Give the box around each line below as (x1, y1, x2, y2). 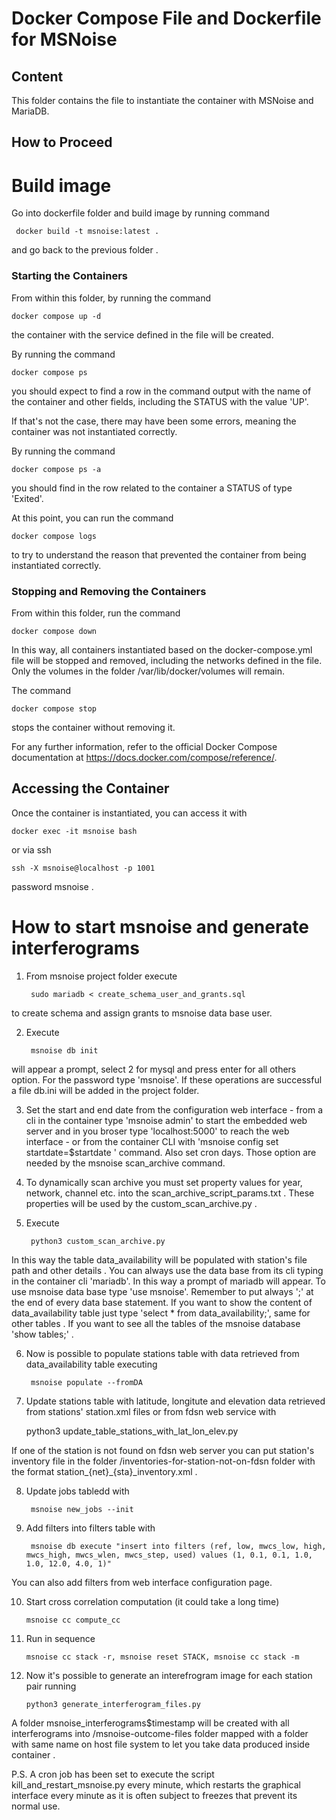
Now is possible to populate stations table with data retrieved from (25, 1347, 300, 1359)
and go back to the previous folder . (11, 244, 159, 256)
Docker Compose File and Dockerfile (11, 7, 322, 30)
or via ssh (11, 843, 52, 856)
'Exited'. (11, 492, 44, 504)
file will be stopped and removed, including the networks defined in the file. (11, 654, 323, 666)
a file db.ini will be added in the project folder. (11, 1084, 200, 1096)
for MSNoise (11, 28, 118, 51)
